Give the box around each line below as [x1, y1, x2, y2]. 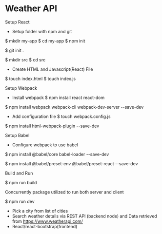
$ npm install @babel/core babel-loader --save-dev [5, 151, 109, 157]
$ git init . [5, 47, 24, 53]
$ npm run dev [5, 198, 35, 204]
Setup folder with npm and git [12, 28, 72, 34]
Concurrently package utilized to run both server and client [5, 189, 124, 195]
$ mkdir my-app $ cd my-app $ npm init [5, 38, 85, 44]
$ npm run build [5, 179, 37, 185]
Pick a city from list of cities [12, 208, 68, 214]
